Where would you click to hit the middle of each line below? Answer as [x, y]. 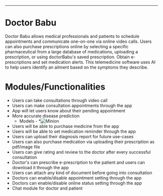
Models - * [30, 121]
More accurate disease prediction [46, 116]
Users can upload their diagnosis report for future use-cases [73, 136]
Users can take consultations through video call [60, 100]
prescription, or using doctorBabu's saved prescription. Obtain [67, 57]
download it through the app [40, 167]
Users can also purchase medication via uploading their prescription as [83, 142]
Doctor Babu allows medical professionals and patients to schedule [72, 36]
